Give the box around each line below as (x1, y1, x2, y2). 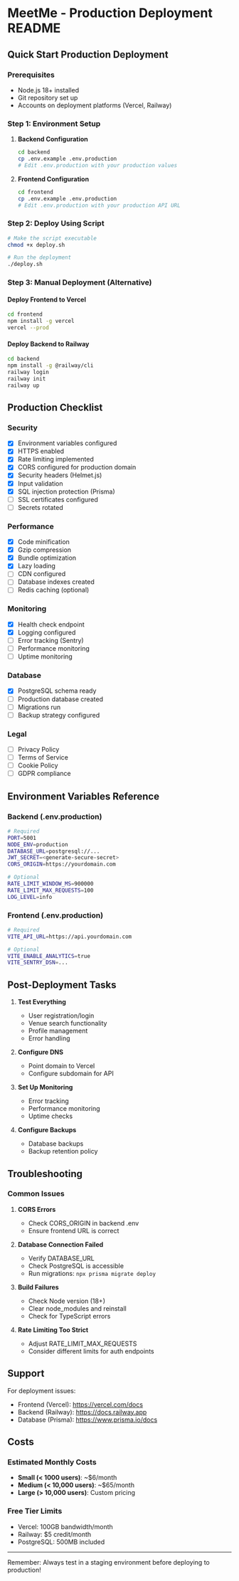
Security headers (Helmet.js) (17, 471, 102, 479)
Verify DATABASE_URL (28, 1254, 95, 1262)
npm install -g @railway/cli (7, 362, 94, 369)
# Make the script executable (7, 235, 97, 242)
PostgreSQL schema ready (17, 686, 97, 695)
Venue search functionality (28, 1019, 107, 1028)
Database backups (28, 1139, 84, 1148)
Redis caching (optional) (17, 585, 90, 595)
